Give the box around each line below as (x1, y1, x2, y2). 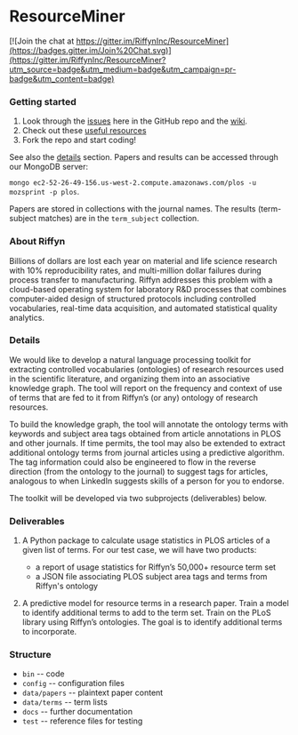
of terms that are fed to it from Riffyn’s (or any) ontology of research (9, 392, 259, 403)
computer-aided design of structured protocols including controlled (9, 293, 256, 304)
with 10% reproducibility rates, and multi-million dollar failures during (9, 265, 262, 276)
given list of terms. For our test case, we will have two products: (21, 545, 257, 555)
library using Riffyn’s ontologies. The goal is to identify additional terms (21, 617, 283, 627)
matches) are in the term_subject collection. (38, 213, 200, 224)
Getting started (9, 95, 77, 108)
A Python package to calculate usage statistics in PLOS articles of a (21, 535, 270, 546)
